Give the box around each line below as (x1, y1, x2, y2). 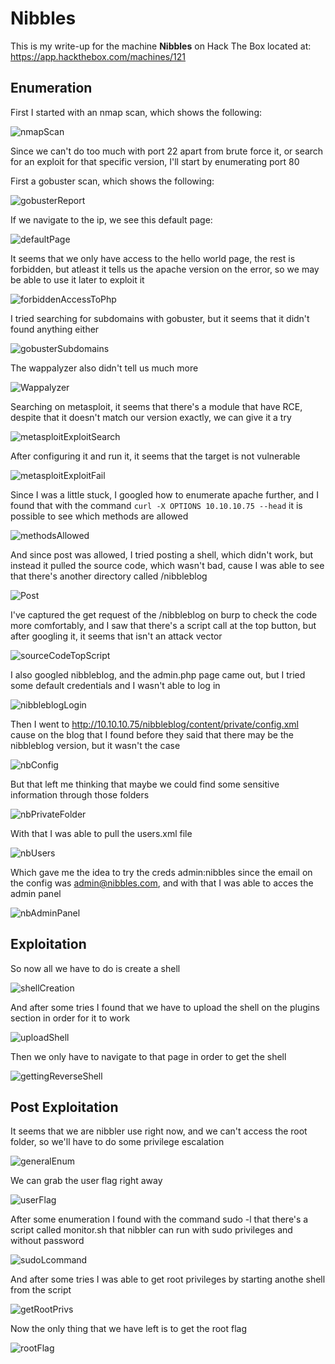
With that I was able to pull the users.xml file (10, 827, 193, 839)
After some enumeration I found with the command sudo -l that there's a (10, 1213, 309, 1226)
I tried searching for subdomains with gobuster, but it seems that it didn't (10, 312, 310, 324)
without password (10, 1235, 85, 1247)
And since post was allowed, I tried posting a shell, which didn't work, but (10, 548, 314, 561)
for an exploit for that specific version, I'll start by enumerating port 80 (10, 155, 300, 167)
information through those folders (10, 788, 150, 801)
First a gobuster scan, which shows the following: (10, 175, 215, 187)
